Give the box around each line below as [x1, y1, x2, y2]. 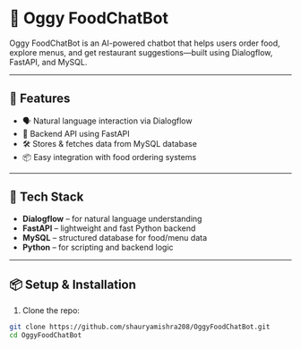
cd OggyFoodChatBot [9, 331, 82, 340]
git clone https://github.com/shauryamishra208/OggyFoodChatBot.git [9, 322, 271, 332]
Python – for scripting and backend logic [21, 242, 174, 252]
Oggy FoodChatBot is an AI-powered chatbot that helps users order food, [9, 38, 280, 48]
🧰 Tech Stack [9, 190, 84, 205]
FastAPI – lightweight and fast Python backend [21, 223, 196, 234]
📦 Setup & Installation [9, 277, 137, 292]
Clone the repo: [21, 305, 81, 316]
